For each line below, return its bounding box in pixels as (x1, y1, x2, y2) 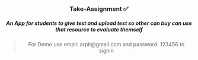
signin (99, 47, 114, 54)
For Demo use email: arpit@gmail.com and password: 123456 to (28, 40, 185, 48)
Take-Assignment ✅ (69, 5, 129, 13)
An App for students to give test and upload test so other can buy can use (6, 20, 192, 27)
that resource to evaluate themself (55, 26, 143, 33)
